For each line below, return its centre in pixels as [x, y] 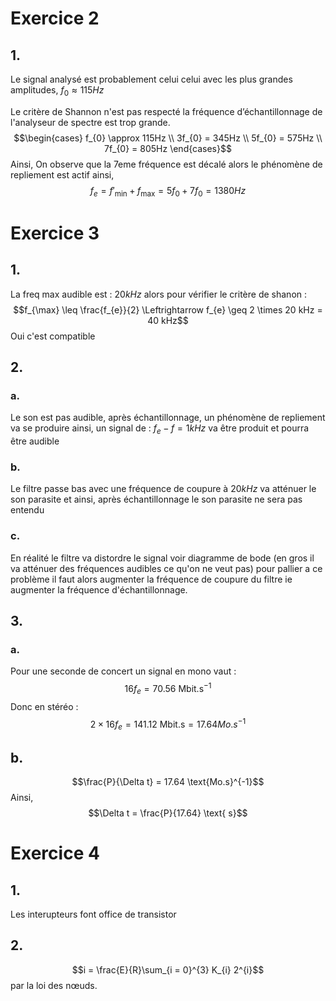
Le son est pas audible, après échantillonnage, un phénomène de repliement [168, 418]
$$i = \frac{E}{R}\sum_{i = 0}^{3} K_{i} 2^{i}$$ [168, 969]
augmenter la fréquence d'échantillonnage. [99, 589]
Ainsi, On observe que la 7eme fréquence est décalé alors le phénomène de [166, 164]
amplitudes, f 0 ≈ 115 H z [57, 91]
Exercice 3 [55, 233]
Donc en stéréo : [44, 706]
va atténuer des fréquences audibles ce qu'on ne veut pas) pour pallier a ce [166, 568]
